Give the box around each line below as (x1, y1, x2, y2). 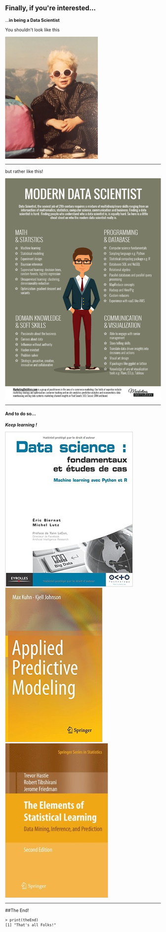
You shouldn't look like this (5, 27, 60, 33)
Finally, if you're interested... (5, 4, 96, 12)
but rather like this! (5, 168, 43, 174)
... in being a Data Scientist (5, 17, 60, 23)
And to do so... (5, 411, 36, 417)
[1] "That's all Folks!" (5, 922, 56, 928)
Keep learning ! (5, 421, 37, 428)
